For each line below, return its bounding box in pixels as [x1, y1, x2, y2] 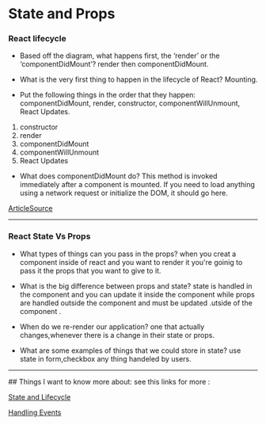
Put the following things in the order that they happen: [19, 90, 196, 100]
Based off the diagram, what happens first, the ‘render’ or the [19, 51, 220, 60]
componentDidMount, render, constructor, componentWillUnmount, [19, 98, 241, 108]
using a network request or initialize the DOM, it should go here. [19, 188, 228, 198]
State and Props [8, 5, 116, 23]
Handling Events [8, 408, 62, 417]
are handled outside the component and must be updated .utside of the [19, 298, 253, 308]
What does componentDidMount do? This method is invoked [19, 171, 218, 181]
